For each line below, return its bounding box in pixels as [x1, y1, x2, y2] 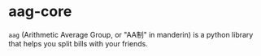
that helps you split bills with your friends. [8, 38, 149, 48]
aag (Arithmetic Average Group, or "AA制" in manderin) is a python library [8, 30, 254, 39]
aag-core [8, 2, 72, 21]
